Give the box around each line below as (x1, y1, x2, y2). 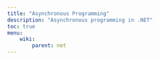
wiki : (19, 36, 36, 43)
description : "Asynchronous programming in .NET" (7, 17, 153, 23)
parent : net (32, 42, 67, 49)
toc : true (7, 23, 36, 30)
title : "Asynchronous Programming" (7, 10, 110, 17)
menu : (7, 29, 23, 37)
